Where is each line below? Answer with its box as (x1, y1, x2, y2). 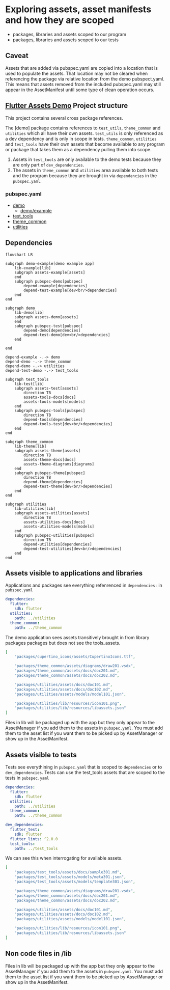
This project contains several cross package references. (5, 115, 123, 121)
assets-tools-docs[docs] (23, 395, 76, 400)
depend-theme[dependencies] (23, 479, 83, 484)
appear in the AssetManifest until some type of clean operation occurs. (5, 87, 154, 93)
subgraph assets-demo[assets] (14, 314, 79, 319)
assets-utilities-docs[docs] (23, 519, 86, 525)
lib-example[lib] (14, 265, 51, 270)
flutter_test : (10, 827, 40, 832)
